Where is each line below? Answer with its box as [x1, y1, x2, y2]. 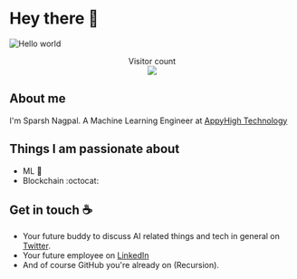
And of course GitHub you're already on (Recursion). [22, 260, 220, 271]
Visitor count [128, 55, 177, 66]
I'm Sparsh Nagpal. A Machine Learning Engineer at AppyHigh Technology [9, 115, 288, 126]
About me [9, 91, 66, 107]
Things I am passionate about [9, 141, 180, 157]
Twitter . [22, 240, 52, 252]
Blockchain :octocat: [22, 175, 100, 186]
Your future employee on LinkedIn [22, 250, 149, 261]
